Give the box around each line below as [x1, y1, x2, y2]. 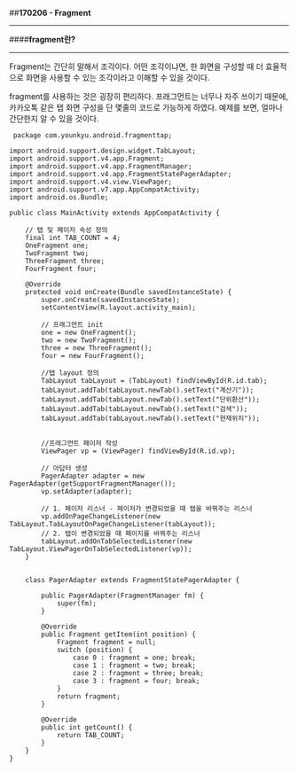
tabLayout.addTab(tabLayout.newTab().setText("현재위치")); [41, 414, 260, 423]
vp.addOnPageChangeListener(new [41, 512, 161, 521]
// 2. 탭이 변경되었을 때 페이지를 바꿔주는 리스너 [41, 529, 200, 538]
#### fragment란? [9, 35, 76, 44]
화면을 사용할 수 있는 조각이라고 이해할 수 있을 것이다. [25, 73, 210, 82]
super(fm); [56, 599, 98, 608]
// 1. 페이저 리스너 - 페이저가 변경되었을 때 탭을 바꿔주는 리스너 [41, 504, 253, 513]
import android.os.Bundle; [9, 193, 109, 202]
